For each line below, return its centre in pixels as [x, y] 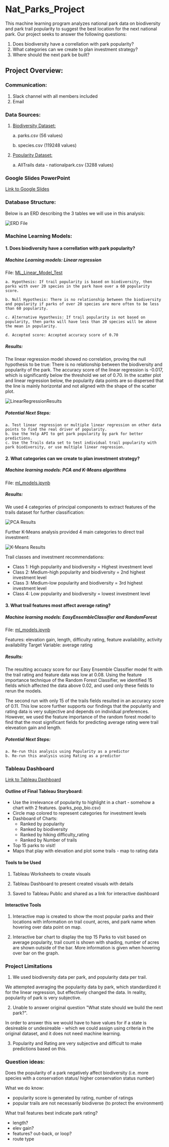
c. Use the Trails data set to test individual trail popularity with [81, 443]
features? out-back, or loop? [42, 1134]
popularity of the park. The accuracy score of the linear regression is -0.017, [84, 370]
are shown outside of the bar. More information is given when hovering [86, 947]
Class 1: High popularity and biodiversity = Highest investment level [82, 567]
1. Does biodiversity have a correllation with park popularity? [70, 248]
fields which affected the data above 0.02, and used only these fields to [80, 685]
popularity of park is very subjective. [43, 998]
